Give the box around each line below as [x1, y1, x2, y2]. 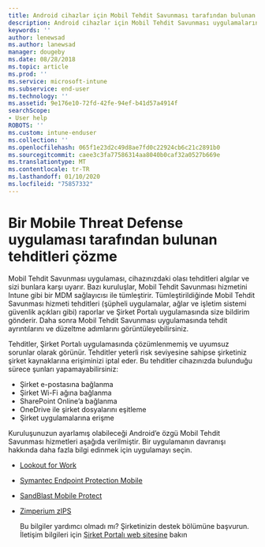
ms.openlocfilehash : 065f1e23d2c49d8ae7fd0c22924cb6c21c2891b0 [8, 143, 221, 151]
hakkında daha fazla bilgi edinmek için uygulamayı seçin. [8, 445, 192, 454]
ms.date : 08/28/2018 [8, 56, 77, 64]
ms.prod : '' [8, 70, 47, 78]
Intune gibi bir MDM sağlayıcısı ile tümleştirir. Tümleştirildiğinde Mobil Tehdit [8, 290, 256, 300]
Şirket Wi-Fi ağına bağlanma [19, 388, 112, 397]
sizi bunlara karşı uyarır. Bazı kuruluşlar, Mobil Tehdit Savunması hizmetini [8, 281, 248, 292]
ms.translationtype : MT [8, 158, 87, 166]
